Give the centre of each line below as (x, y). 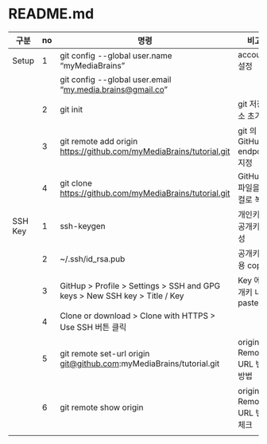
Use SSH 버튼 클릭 (93, 327)
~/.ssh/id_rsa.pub (92, 258)
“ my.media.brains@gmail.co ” (114, 89)
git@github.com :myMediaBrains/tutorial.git (139, 363)
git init (71, 109)
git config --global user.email (115, 79)
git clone (76, 183)
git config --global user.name (116, 55)
